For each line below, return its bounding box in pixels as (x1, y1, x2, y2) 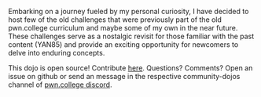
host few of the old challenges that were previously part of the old (8, 15, 222, 24)
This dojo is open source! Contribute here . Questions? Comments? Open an (8, 63, 253, 73)
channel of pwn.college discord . (8, 80, 112, 89)
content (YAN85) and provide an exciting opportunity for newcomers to (8, 40, 239, 49)
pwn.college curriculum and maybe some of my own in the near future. (8, 23, 238, 32)
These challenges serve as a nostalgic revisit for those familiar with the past (8, 31, 255, 41)
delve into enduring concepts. (8, 48, 105, 57)
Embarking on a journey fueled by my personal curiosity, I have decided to (8, 7, 249, 16)
